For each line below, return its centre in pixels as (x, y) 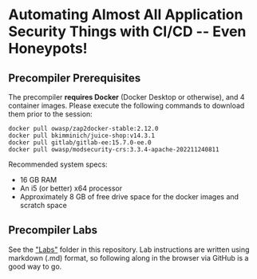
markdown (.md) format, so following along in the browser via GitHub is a (128, 257)
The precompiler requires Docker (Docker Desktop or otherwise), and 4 (127, 97)
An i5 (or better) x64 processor (71, 188)
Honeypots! (48, 49)
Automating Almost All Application (126, 15)
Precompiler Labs (53, 230)
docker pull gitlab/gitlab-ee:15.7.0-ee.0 (80, 143)
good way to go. (35, 266)
